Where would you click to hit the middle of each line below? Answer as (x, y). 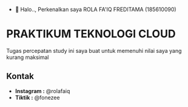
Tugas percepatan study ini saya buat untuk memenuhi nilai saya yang (94, 50)
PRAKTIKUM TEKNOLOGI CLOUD (91, 34)
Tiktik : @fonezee (37, 97)
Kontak (20, 76)
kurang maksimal (28, 57)
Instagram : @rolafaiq (42, 91)
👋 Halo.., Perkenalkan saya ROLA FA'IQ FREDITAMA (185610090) (96, 9)
